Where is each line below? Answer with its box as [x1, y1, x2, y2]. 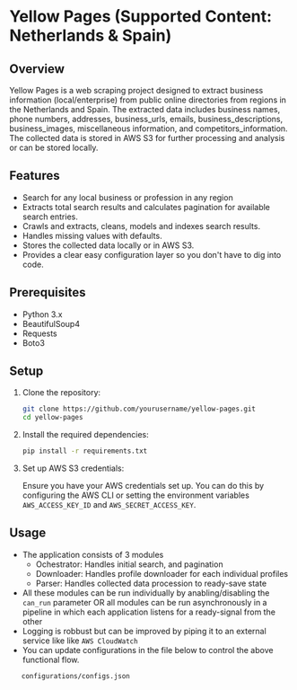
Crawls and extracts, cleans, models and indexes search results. [22, 220, 261, 231]
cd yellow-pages [22, 413, 83, 422]
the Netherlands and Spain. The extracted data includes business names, [9, 104, 281, 114]
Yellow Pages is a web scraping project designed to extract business [9, 85, 264, 95]
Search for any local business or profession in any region [22, 191, 233, 203]
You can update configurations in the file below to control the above [22, 644, 274, 655]
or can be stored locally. [9, 142, 99, 153]
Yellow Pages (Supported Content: [9, 6, 272, 27]
